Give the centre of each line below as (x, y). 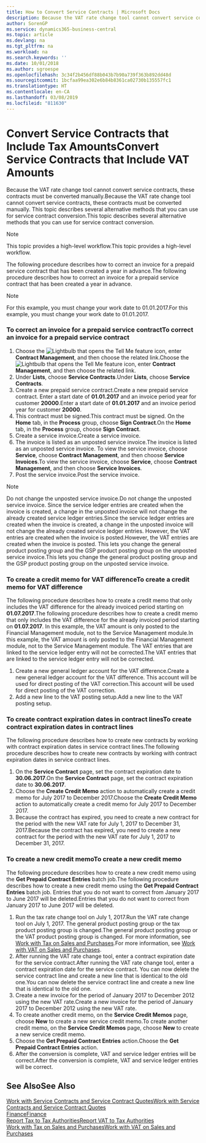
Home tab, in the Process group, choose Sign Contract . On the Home (103, 422)
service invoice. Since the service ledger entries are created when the (95, 505)
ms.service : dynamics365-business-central (61, 29)
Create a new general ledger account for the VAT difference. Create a (102, 671)
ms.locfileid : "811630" (37, 103)
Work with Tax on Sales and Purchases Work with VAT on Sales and (91, 1127)
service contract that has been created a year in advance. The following (97, 271)
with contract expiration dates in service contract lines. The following (93, 747)
